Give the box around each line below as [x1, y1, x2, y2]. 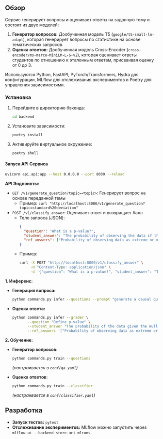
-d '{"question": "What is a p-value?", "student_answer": [30, 269, 152, 274]
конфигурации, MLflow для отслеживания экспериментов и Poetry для [5, 77, 152, 82]
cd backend [12, 114, 34, 119]
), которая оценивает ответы [77, 52, 137, 58]
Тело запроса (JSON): [19, 215, 65, 220]
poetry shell [12, 150, 39, 156]
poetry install [12, 132, 43, 137]
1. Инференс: [5, 278, 33, 284]
